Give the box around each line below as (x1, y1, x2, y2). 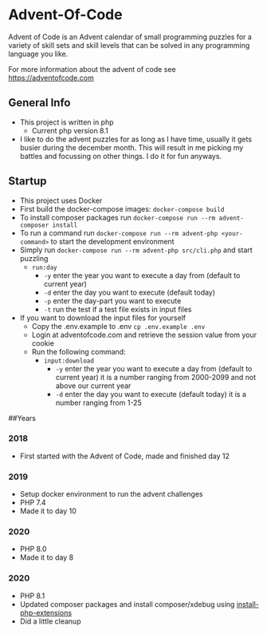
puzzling (19, 253, 49, 263)
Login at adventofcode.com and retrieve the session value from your (31, 330, 257, 339)
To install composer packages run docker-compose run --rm (19, 212, 216, 222)
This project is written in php (19, 117, 114, 127)
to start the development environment (50, 236, 175, 246)
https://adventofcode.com (8, 73, 94, 82)
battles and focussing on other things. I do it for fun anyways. (19, 151, 222, 160)
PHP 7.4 (19, 497, 46, 508)
